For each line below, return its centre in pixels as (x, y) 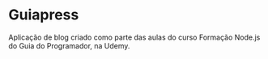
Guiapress (44, 15)
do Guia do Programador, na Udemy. (69, 45)
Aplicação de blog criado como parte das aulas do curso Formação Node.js (134, 37)
